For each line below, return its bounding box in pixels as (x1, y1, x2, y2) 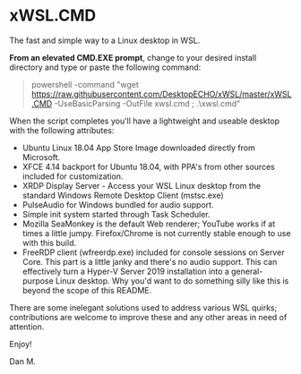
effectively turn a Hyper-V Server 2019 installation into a (21, 266, 230, 276)
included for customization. (21, 171, 124, 182)
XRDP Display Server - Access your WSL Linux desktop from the (21, 180, 262, 191)
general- (231, 266, 263, 276)
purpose (21, 275, 54, 286)
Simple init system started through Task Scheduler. (21, 208, 211, 219)
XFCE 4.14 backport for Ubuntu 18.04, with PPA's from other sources (21, 161, 275, 172)
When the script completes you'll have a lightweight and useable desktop (9, 115, 280, 126)
